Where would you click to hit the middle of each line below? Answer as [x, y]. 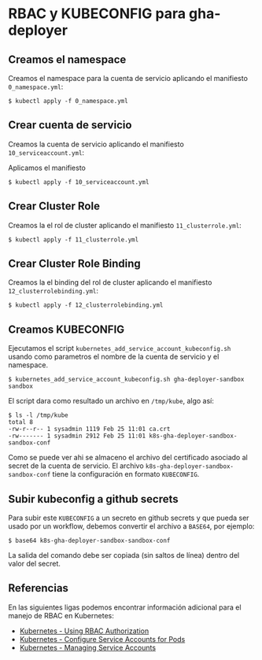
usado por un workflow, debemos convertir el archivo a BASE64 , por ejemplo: [131, 526]
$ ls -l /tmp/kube [38, 415]
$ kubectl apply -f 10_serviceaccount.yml [79, 182]
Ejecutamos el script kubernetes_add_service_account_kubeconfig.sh [120, 348]
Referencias [39, 588]
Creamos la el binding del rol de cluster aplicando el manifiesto [110, 282]
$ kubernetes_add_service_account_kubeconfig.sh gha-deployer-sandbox [126, 380]
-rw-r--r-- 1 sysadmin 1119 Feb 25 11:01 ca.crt [89, 430]
